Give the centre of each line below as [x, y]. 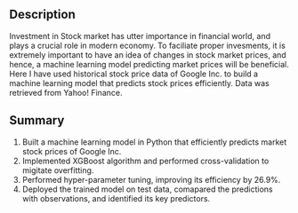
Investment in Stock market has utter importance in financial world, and [140, 35]
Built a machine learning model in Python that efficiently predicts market [154, 142]
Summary [37, 120]
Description [42, 15]
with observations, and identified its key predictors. [116, 198]
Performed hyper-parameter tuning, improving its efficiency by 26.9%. [151, 179]
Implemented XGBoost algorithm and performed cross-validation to [145, 161]
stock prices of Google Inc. [72, 151]
